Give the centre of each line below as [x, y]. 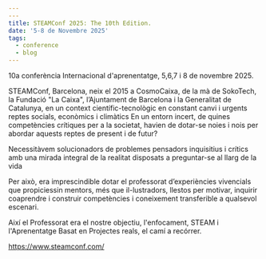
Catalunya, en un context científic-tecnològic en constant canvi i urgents [128, 108]
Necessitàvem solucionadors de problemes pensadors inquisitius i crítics [129, 149]
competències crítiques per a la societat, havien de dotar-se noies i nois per [133, 125]
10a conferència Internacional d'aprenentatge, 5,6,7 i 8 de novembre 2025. [131, 76]
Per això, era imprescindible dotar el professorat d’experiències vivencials [130, 181]
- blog [26, 53]
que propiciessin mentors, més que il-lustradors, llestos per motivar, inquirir [133, 190]
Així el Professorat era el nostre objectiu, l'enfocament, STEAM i [114, 222]
